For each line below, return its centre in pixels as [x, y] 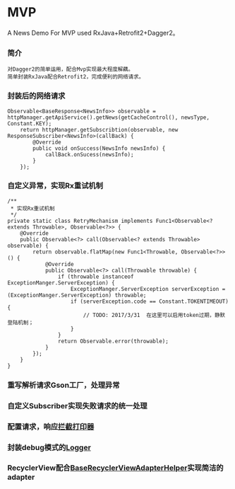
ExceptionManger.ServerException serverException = [148, 289]
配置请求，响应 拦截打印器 [51, 427]
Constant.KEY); [30, 123]
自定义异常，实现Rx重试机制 [55, 186]
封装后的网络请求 [36, 96]
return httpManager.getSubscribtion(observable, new [99, 130]
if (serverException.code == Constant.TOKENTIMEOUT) [150, 301]
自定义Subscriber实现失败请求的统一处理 [77, 405]
